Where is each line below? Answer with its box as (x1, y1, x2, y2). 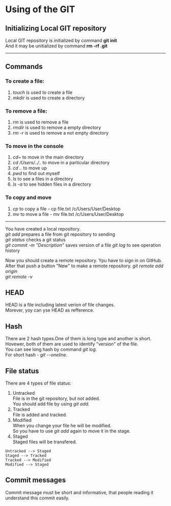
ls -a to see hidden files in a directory (12, 181, 92, 187)
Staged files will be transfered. (12, 439, 77, 445)
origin (5, 268, 18, 274)
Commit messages (5, 476, 66, 485)
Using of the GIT (5, 4, 75, 15)
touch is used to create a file (12, 89, 73, 95)
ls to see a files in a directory (12, 176, 73, 182)
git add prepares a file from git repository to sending (5, 231, 116, 237)
